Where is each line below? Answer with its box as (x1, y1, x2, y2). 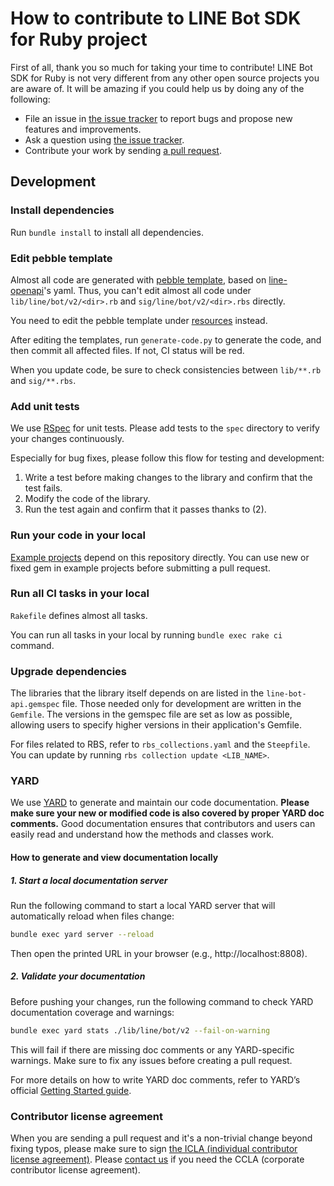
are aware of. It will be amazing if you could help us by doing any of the (10, 82, 305, 94)
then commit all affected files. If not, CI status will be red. (10, 344, 245, 356)
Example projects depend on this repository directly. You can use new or (10, 551, 310, 563)
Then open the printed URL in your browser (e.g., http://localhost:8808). (10, 947, 308, 959)
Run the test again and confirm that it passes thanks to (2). (24, 503, 267, 516)
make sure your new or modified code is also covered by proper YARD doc (10, 807, 325, 819)
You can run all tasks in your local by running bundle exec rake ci (10, 628, 283, 641)
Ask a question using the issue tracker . (24, 133, 185, 146)
